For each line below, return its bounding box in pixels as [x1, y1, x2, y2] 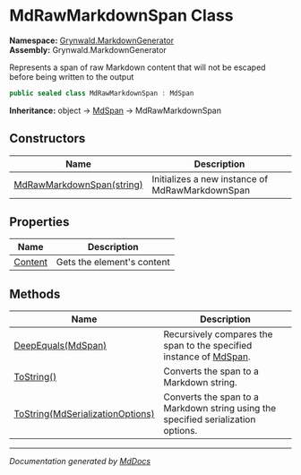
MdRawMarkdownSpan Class [9, 5, 235, 26]
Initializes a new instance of [151, 172, 269, 185]
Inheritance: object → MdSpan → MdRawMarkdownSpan [9, 105, 222, 116]
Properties [9, 214, 70, 229]
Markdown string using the [163, 402, 276, 415]
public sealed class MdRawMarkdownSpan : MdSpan [9, 89, 194, 98]
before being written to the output [9, 71, 134, 82]
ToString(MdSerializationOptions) [13, 408, 155, 420]
